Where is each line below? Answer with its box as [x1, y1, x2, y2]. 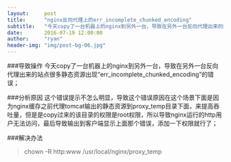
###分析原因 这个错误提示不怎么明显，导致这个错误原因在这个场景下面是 [7, 93, 213, 102]
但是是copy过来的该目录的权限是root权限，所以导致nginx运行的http [25, 111, 217, 119]
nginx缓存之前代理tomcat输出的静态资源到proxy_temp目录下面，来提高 [12, 102, 214, 110]
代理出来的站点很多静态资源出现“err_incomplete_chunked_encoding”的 [7, 70, 208, 78]
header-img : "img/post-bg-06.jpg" [7, 42, 107, 49]
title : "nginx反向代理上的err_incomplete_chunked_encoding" [7, 16, 192, 23]
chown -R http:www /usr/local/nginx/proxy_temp [23, 148, 162, 155]
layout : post [7, 10, 57, 17]
